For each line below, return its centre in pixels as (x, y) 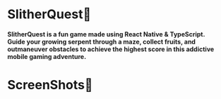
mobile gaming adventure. (47, 56)
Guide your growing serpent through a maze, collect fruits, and (102, 41)
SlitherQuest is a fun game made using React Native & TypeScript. (106, 34)
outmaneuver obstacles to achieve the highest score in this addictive (111, 49)
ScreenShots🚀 (50, 85)
